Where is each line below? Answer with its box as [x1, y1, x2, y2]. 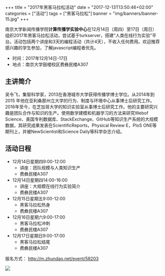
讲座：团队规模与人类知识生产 [19, 165, 81, 171]
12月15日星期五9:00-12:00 [12, 195, 66, 201]
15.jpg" [5, 16, 19, 22]
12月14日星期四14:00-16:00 [12, 177, 68, 183]
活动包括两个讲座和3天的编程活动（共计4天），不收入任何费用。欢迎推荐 [13, 39, 160, 45]
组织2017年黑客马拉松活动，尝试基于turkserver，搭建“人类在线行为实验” [5, 33, 152, 38]
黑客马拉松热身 [19, 202, 50, 208]
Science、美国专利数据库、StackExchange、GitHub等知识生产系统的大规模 [5, 116, 158, 122]
